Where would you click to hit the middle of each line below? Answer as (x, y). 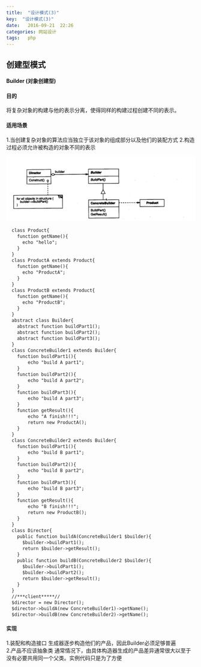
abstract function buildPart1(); (59, 326)
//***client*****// (36, 596)
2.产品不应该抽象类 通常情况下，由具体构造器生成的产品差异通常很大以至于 (99, 650)
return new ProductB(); (57, 512)
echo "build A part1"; (56, 362)
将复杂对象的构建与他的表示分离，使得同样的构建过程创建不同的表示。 (93, 110)
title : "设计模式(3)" (33, 13)
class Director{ (32, 530)
